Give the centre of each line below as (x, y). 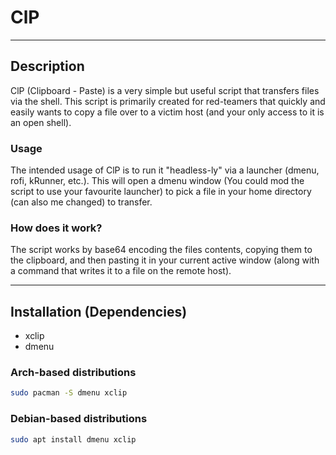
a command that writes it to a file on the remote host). (121, 271)
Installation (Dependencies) (99, 311)
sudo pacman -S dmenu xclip (69, 393)
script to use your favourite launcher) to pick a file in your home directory (161, 192)
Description (47, 66)
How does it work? (56, 228)
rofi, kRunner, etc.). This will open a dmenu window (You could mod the (157, 181)
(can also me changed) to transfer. (81, 202)
